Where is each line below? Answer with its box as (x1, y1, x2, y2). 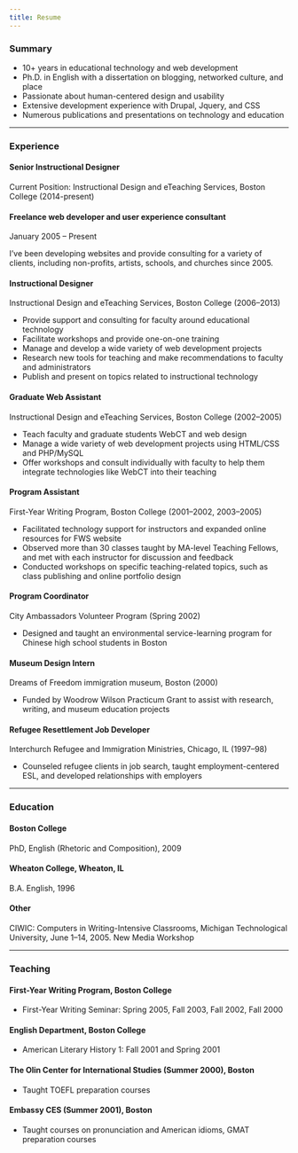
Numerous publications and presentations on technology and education (21, 109, 285, 120)
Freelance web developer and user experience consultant (9, 211, 226, 222)
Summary (9, 42, 53, 54)
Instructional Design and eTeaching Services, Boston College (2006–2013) (9, 298, 281, 309)
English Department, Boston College (9, 1024, 146, 1035)
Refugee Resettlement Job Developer (9, 724, 151, 734)
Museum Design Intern (9, 657, 96, 668)
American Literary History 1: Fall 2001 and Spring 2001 (21, 1044, 221, 1055)
